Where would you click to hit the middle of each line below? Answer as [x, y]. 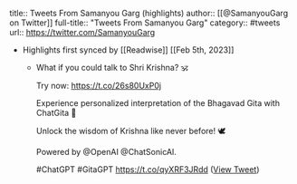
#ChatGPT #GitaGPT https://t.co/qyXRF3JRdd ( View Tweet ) [148, 169]
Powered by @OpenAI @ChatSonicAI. [106, 152]
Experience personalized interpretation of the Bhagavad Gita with [158, 103]
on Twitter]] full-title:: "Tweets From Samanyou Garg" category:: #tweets [145, 23]
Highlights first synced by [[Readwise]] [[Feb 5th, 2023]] [128, 50]
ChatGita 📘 [56, 113]
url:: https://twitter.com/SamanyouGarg [82, 32]
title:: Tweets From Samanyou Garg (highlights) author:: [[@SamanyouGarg [148, 13]
